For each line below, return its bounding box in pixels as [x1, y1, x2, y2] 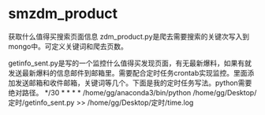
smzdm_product [8, 5, 118, 23]
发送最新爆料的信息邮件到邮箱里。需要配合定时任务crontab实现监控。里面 [8, 68, 248, 77]
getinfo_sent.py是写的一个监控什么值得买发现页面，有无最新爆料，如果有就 [8, 58, 252, 68]
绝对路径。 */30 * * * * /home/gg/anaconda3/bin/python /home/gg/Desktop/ [8, 87, 257, 97]
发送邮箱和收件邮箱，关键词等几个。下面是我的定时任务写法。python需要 [14, 78, 252, 87]
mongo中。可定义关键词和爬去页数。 [8, 41, 128, 51]
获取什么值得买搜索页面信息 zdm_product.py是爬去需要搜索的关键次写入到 [8, 32, 250, 41]
